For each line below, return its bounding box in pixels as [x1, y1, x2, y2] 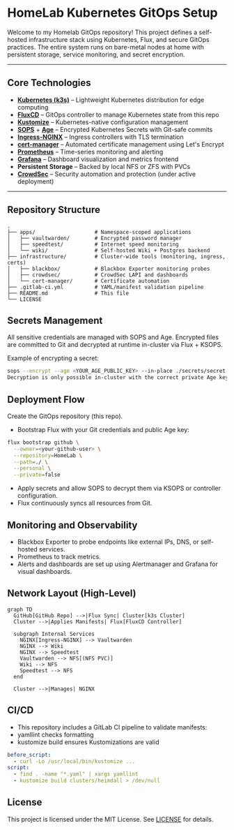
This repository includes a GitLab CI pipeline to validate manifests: [17, 722, 208, 731]
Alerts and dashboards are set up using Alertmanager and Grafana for [17, 560, 218, 568]
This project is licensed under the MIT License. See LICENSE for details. [7, 815, 214, 823]
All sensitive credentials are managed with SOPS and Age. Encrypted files [7, 333, 219, 341]
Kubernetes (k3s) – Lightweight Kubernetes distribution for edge [17, 96, 205, 104]
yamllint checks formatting [17, 730, 94, 739]
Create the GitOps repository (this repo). [7, 412, 123, 420]
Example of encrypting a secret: [7, 354, 100, 362]
